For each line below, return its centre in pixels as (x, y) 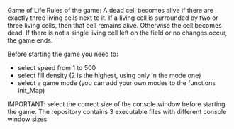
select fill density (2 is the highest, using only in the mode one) (109, 75)
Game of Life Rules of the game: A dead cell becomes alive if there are (111, 10)
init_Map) (31, 90)
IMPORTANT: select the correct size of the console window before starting (116, 104)
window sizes (27, 119)
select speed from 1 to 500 (57, 68)
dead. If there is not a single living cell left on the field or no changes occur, (117, 33)
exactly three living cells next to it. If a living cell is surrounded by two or (113, 18)
